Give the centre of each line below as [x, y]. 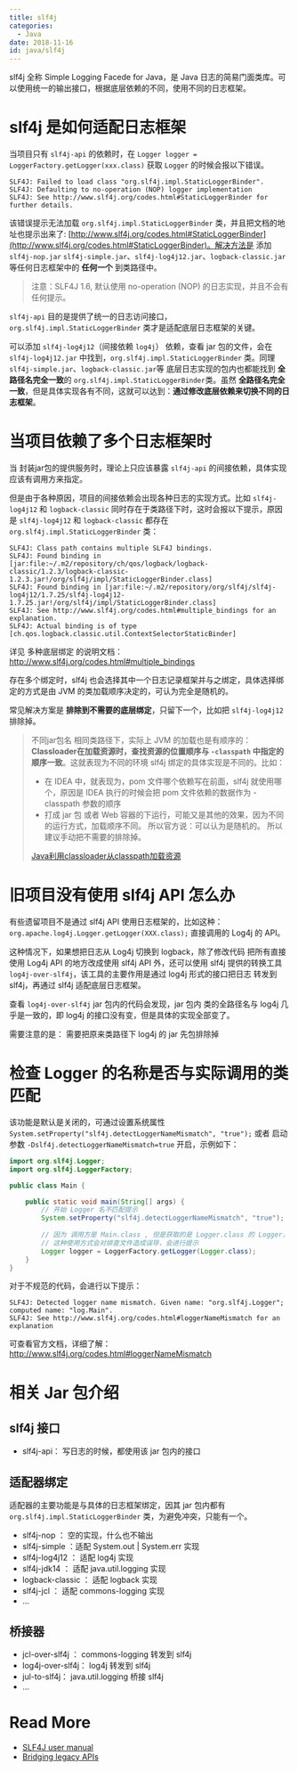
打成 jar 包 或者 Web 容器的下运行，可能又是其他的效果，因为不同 [164, 815]
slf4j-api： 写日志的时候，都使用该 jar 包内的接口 [111, 1451]
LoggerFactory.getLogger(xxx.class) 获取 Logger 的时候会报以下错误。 [139, 165]
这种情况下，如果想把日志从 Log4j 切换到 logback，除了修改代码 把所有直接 [148, 951]
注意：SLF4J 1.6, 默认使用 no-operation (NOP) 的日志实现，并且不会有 [160, 287]
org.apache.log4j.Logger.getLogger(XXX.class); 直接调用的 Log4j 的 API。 [147, 933]
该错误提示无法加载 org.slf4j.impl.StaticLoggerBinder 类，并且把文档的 [144, 223]
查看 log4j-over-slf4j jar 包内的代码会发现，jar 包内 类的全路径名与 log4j [144, 1004]
